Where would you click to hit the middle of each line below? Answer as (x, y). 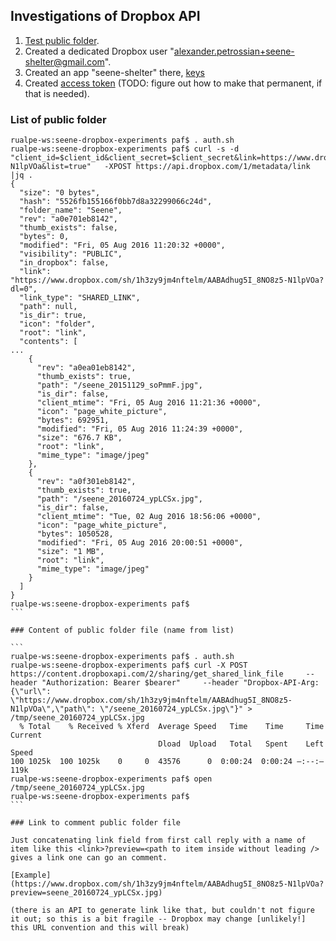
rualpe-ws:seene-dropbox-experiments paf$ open (111, 779)
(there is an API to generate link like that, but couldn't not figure (162, 910)
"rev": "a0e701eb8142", (68, 219)
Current (26, 735)
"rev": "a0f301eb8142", (86, 482)
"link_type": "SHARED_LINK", (80, 298)
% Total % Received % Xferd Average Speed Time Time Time (172, 727)
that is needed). (57, 93)
